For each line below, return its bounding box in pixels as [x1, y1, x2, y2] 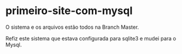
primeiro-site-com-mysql [5, 4, 133, 18]
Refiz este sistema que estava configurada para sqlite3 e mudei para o [5, 35, 177, 42]
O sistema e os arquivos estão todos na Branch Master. [5, 23, 139, 31]
